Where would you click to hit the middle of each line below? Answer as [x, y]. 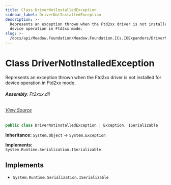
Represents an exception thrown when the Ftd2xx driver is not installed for [83, 77]
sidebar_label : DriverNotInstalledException [53, 15]
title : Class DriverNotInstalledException [51, 10]
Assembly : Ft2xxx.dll [27, 94]
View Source [19, 110]
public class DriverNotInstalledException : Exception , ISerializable [82, 125]
